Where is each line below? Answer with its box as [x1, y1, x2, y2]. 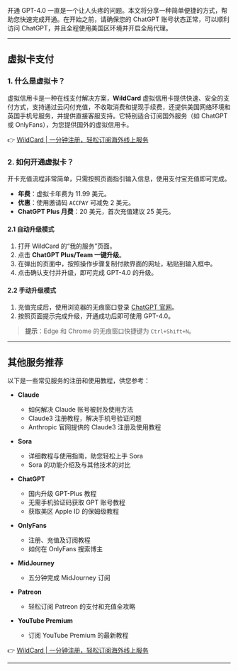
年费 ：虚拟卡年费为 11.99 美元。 [17, 189, 111, 198]
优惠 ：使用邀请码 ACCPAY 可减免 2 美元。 [17, 198, 135, 207]
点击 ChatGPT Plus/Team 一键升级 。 [17, 251, 126, 259]
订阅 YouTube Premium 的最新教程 [28, 631, 129, 640]
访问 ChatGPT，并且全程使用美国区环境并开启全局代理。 [7, 24, 172, 32]
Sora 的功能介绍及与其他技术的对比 [28, 461, 131, 469]
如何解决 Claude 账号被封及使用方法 [28, 405, 133, 414]
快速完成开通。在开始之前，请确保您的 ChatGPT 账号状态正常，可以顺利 [19, 15, 230, 23]
